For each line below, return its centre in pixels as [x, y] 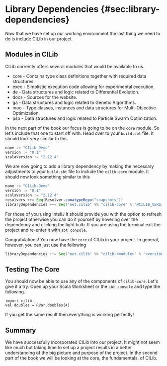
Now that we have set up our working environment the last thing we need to [83, 33]
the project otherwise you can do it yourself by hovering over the [72, 219]
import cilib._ [21, 301]
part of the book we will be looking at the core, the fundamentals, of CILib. [81, 358]
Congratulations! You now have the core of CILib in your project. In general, [82, 239]
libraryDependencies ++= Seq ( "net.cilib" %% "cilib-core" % [69, 204]
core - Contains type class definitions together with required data [79, 76]
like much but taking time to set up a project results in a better [69, 348]
